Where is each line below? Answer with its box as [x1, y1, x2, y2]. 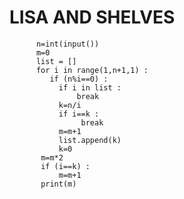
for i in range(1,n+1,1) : [35, 65, 149, 75]
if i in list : [58, 82, 122, 93]
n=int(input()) [35, 39, 100, 49]
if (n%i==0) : [49, 74, 109, 84]
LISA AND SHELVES [9, 6, 176, 29]
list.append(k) [58, 135, 122, 145]
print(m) [40, 179, 77, 189]
